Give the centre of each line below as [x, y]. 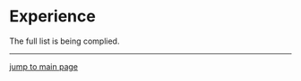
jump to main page [44, 66]
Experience [52, 16]
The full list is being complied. [64, 41]
